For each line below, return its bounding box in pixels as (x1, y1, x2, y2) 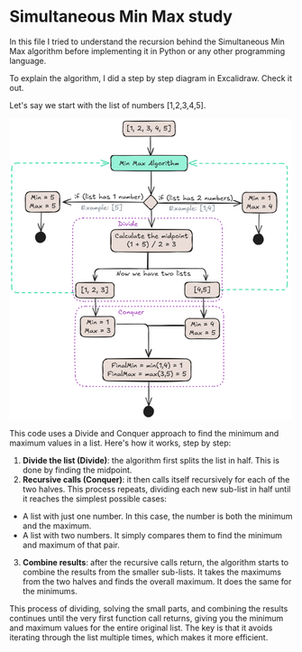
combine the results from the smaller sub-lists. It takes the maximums (22, 566, 282, 577)
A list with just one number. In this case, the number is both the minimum (22, 510, 293, 521)
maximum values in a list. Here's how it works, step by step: (9, 437, 232, 448)
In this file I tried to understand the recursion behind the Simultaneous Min (9, 36, 286, 47)
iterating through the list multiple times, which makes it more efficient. (9, 631, 269, 642)
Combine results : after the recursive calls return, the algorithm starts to (22, 556, 289, 567)
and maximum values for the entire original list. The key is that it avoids (9, 622, 273, 633)
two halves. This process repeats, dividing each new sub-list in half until (22, 483, 291, 494)
